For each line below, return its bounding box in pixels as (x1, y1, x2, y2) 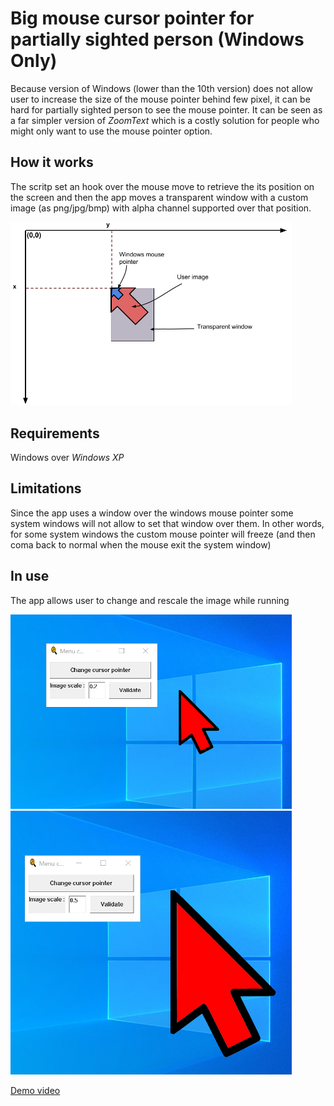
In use (10, 568, 50, 585)
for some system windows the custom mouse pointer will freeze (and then (10, 528, 316, 540)
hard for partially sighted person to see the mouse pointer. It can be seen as (10, 103, 323, 116)
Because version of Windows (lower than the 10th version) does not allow (10, 82, 313, 94)
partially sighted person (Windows (10, 28, 305, 51)
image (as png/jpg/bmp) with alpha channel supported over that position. (10, 202, 312, 214)
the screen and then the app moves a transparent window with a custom (10, 191, 309, 203)
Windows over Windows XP (10, 452, 125, 464)
